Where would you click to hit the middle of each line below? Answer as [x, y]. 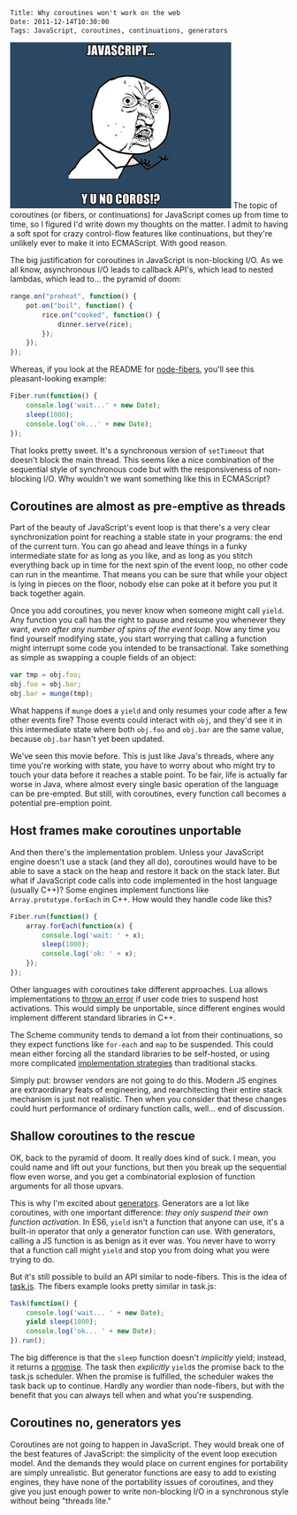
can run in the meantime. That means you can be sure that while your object [149, 575]
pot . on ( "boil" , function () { [80, 305]
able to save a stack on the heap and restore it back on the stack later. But [145, 870]
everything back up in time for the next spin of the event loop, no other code [149, 565]
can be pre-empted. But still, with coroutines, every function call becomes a [148, 793]
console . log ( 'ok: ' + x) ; [90, 954]
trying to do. [32, 1259]
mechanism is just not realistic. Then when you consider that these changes [148, 1099]
